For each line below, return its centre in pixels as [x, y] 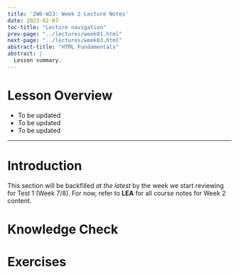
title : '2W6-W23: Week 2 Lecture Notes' [68, 14]
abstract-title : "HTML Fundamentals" [63, 47]
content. [20, 201]
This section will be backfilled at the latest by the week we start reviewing [116, 185]
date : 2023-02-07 [33, 21]
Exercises [37, 262]
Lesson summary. [38, 60]
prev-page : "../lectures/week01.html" [65, 34]
